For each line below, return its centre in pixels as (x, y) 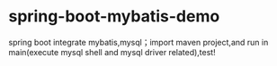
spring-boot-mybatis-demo (114, 16)
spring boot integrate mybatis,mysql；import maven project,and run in (138, 42)
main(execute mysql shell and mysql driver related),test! (112, 52)
